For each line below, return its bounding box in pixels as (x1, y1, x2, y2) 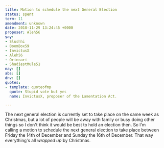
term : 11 (5, 16, 23, 21)
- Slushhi (5, 39, 25, 44)
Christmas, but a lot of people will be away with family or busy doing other (5, 117, 155, 123)
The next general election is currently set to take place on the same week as (5, 111, 159, 118)
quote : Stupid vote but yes (9, 89, 67, 94)
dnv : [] (5, 75, 21, 80)
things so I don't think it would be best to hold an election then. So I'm (5, 122, 146, 128)
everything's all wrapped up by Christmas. (5, 138, 91, 144)
